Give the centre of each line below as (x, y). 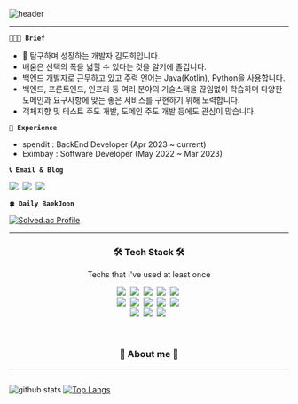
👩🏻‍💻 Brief (27, 38)
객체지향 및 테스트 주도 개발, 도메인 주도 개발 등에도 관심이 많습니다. (139, 111)
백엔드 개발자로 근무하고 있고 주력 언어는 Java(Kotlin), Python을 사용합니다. (153, 78)
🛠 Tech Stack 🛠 (149, 252)
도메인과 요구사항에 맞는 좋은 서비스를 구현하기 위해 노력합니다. (131, 100)
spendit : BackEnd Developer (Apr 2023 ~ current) (114, 144)
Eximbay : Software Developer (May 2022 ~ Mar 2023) (122, 154)
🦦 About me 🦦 (149, 354)
